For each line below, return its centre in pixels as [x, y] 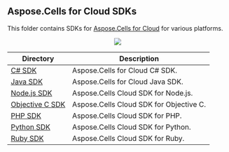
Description [139, 59]
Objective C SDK [38, 104]
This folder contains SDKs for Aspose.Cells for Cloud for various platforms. [115, 28]
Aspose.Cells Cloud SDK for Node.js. [133, 93]
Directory [38, 59]
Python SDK [31, 127]
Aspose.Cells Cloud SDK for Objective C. [139, 104]
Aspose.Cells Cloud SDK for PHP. [127, 116]
